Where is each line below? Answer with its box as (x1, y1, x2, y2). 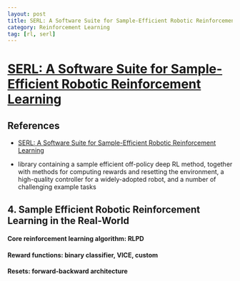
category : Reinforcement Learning (7, 24, 111, 31)
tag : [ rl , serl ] (7, 30, 56, 38)
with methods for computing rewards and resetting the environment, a (17, 168, 224, 176)
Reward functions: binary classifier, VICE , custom (7, 250, 159, 259)
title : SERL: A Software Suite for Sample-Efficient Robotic (7, 17, 194, 24)
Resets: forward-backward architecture (7, 267, 129, 275)
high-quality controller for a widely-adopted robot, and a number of (17, 175, 216, 184)
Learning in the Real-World (7, 215, 130, 227)
